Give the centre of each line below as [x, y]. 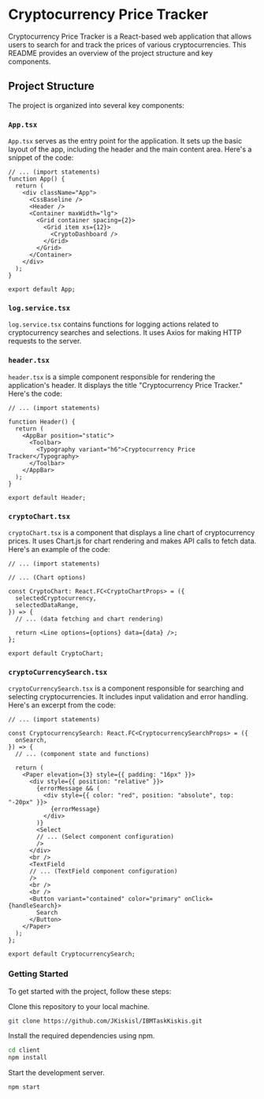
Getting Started [38, 974]
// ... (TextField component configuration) [103, 872]
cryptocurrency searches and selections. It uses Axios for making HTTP [125, 333]
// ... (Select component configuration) [106, 837]
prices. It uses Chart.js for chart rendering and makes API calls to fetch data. [132, 541]
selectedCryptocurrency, [56, 598]
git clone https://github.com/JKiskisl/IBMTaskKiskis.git [105, 1021]
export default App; [42, 289]
